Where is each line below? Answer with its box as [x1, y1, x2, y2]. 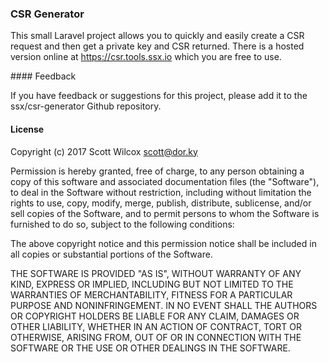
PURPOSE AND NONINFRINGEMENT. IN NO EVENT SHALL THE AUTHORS [10, 299, 318, 311]
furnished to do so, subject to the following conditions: [10, 218, 235, 230]
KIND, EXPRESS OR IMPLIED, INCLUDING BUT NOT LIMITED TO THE [10, 278, 294, 290]
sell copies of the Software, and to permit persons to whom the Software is [10, 207, 320, 219]
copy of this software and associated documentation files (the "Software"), [10, 175, 320, 187]
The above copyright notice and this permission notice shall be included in [10, 237, 317, 249]
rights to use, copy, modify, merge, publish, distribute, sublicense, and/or [10, 197, 312, 209]
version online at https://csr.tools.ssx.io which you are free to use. [10, 51, 282, 63]
